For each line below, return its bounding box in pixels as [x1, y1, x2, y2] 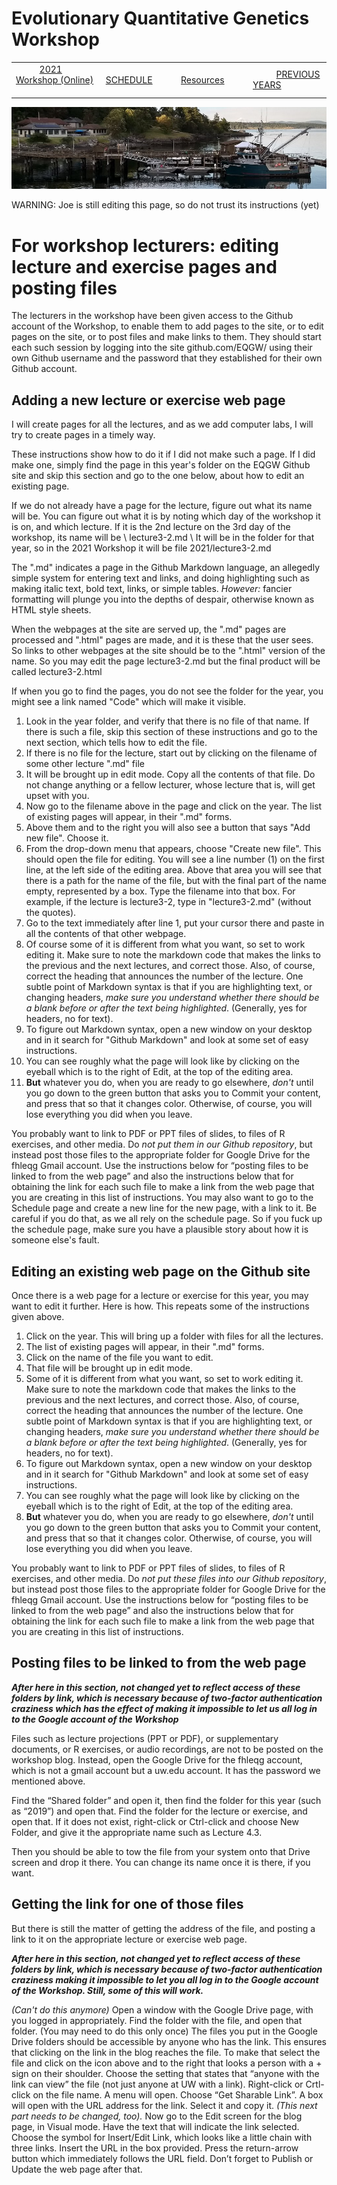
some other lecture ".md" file [25, 758, 145, 770]
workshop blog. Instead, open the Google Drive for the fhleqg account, [11, 1753, 303, 1766]
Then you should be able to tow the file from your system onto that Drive [11, 1845, 311, 1857]
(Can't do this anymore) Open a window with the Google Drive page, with [11, 2003, 314, 2016]
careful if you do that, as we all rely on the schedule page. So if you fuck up [11, 1213, 323, 1225]
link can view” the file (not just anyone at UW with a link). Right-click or [11, 2078, 304, 2090]
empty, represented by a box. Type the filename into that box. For [25, 885, 296, 897]
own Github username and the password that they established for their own [11, 352, 323, 364]
